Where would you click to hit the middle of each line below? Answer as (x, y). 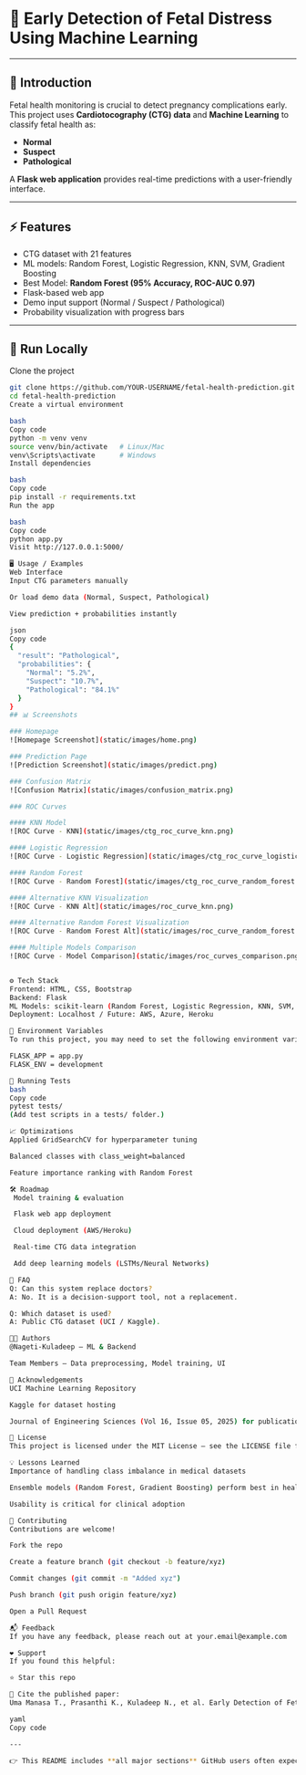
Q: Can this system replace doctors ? (81, 1289)
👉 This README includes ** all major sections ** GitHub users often (142, 1760)
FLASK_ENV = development (56, 1064)
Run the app (32, 506)
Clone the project (42, 371)
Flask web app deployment (62, 1214)
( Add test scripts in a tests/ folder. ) (87, 1115)
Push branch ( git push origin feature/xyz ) (93, 1595)
